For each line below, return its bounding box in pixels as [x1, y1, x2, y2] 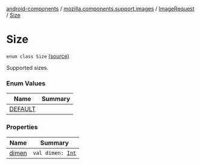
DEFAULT [9, 105, 36, 113]
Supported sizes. [6, 64, 49, 71]
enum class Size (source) [6, 52, 69, 60]
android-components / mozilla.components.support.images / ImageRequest [6, 5, 195, 12]
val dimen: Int [33, 149, 77, 156]
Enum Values [6, 79, 46, 87]
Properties [6, 123, 38, 131]
